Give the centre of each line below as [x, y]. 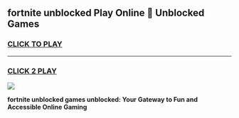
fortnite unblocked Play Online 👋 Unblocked [106, 13]
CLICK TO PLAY [35, 45]
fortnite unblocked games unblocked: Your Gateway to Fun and [102, 99]
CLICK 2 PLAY [32, 71]
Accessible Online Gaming [47, 107]
